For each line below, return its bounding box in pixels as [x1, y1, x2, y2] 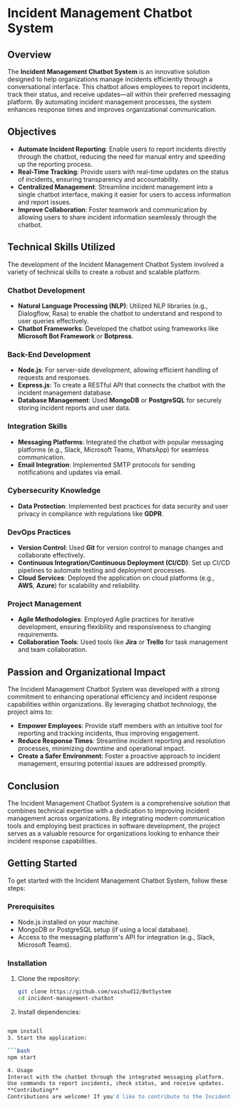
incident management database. [17, 388, 113, 397]
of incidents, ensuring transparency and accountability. [17, 175, 180, 183]
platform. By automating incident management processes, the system [7, 98, 212, 106]
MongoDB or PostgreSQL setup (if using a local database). [17, 925, 190, 934]
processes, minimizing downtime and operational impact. [17, 744, 186, 753]
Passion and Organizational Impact [7, 666, 166, 678]
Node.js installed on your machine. [17, 918, 120, 927]
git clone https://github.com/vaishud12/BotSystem [17, 988, 172, 995]
